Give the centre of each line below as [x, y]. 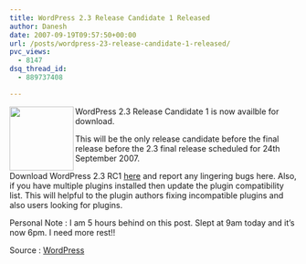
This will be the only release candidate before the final [177, 139]
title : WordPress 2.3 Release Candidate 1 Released [110, 18]
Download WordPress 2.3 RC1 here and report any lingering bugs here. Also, [153, 175]
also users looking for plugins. [66, 205]
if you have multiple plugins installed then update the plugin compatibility [147, 185]
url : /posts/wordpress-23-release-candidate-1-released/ [120, 43]
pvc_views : [30, 52]
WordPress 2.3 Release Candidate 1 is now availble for [177, 111]
